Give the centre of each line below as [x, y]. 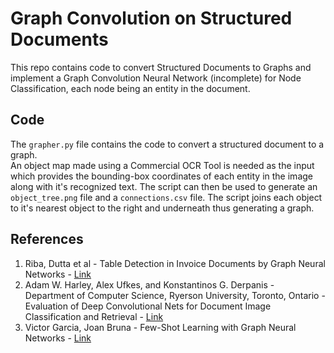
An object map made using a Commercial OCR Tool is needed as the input [162, 165]
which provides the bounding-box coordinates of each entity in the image [161, 176]
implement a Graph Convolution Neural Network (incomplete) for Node [156, 78]
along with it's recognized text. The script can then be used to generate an [164, 186]
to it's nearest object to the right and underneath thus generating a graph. [162, 208]
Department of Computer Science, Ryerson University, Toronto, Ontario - [175, 295]
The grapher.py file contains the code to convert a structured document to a [167, 144]
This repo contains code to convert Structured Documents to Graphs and [161, 67]
